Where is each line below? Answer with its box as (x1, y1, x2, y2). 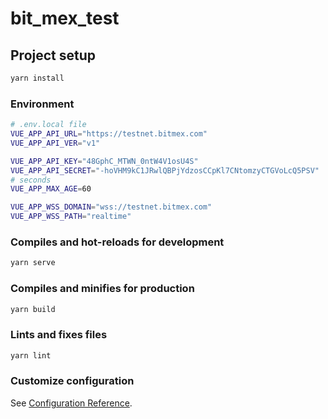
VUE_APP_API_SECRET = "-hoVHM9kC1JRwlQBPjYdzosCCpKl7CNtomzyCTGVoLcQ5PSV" (10, 165, 320, 176)
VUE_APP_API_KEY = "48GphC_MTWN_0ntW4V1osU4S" (10, 156, 199, 166)
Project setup (10, 47, 97, 64)
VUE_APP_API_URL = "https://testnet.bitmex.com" (10, 129, 208, 139)
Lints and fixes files (10, 328, 108, 342)
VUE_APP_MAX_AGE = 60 (10, 184, 92, 194)
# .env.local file (10, 120, 87, 130)
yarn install (10, 73, 65, 83)
